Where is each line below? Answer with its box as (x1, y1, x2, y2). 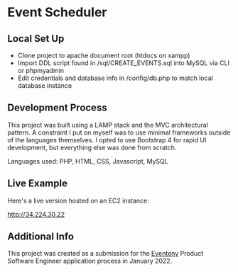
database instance (17, 81, 72, 89)
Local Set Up (7, 33, 65, 45)
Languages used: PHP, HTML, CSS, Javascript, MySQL (7, 157, 168, 165)
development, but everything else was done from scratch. (7, 143, 177, 152)
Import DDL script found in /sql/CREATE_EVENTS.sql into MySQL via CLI (17, 59, 229, 67)
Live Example (7, 178, 67, 190)
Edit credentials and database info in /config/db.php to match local (17, 74, 213, 82)
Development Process (7, 102, 108, 114)
